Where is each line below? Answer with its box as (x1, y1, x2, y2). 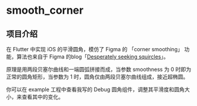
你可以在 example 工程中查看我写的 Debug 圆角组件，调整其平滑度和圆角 (6, 86, 185, 93)
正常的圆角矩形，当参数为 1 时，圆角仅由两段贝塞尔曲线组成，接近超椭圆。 (6, 73, 189, 80)
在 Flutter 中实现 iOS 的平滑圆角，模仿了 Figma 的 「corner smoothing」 (6, 46, 183, 52)
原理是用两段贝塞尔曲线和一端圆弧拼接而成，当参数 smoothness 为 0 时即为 (6, 66, 192, 73)
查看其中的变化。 (21, 93, 64, 100)
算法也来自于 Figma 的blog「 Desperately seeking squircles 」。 (16, 53, 169, 60)
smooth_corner (6, 4, 84, 17)
